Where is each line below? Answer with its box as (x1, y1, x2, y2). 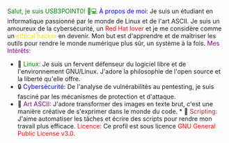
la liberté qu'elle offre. (17, 75, 81, 83)
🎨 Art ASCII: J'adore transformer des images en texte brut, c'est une (17, 100, 214, 108)
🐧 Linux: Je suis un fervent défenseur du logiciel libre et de (17, 60, 187, 68)
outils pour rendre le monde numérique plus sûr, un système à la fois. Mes (7, 39, 220, 47)
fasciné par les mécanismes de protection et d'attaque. (17, 92, 176, 101)
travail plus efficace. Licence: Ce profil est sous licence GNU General (17, 122, 216, 130)
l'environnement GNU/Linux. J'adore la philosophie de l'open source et (17, 67, 221, 76)
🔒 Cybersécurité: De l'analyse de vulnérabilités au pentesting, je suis (17, 83, 214, 90)
